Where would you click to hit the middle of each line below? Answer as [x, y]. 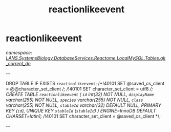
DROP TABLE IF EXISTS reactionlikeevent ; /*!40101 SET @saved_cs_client [85, 83]
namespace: [19, 52]
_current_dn [18, 63]
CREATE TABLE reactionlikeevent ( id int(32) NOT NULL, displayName [80, 94]
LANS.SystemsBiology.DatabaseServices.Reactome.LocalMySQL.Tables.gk [86, 58]
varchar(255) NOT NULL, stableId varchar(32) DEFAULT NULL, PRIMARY [83, 105]
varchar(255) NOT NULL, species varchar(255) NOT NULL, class [74, 100]
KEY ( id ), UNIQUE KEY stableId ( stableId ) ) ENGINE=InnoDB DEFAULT [81, 110]
